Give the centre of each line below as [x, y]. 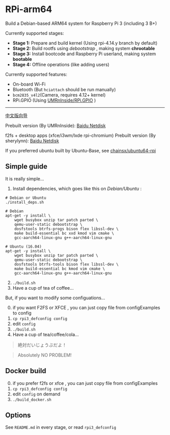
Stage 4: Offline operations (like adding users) [61, 64]
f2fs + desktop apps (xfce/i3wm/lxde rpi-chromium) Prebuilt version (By [80, 135]
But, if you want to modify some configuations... [55, 298]
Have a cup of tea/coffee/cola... [46, 334]
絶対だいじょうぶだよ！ [42, 345]
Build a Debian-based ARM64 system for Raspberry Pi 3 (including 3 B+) [81, 23]
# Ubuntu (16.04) [24, 247]
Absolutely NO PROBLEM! [45, 355]
